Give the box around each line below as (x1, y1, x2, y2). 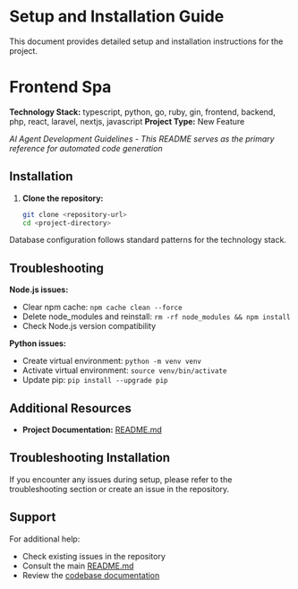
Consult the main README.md (21, 560, 134, 571)
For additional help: (9, 533, 81, 544)
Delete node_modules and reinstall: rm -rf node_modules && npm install (21, 311, 291, 322)
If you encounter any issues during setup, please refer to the (9, 473, 233, 485)
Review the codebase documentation (21, 569, 160, 580)
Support (9, 509, 56, 525)
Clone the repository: (21, 193, 104, 204)
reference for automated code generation (9, 143, 163, 153)
